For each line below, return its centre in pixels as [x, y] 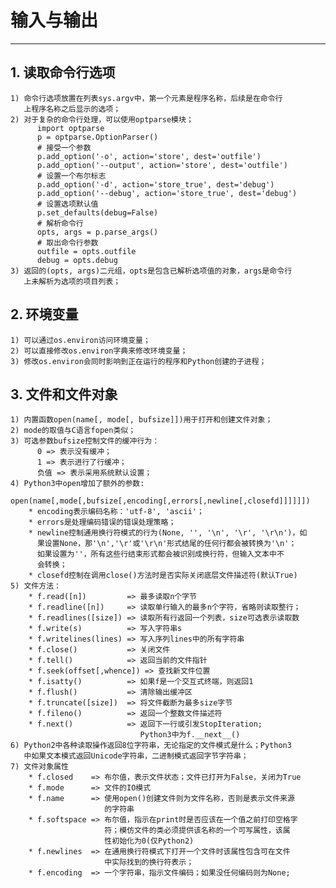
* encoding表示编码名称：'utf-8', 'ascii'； [116, 512]
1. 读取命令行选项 [63, 72]
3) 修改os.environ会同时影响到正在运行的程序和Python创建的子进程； [138, 361]
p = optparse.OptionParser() [97, 137]
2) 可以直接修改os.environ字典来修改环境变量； [99, 351]
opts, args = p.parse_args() [97, 232]
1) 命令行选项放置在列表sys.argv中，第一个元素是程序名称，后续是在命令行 [146, 98]
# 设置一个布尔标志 [71, 176]
